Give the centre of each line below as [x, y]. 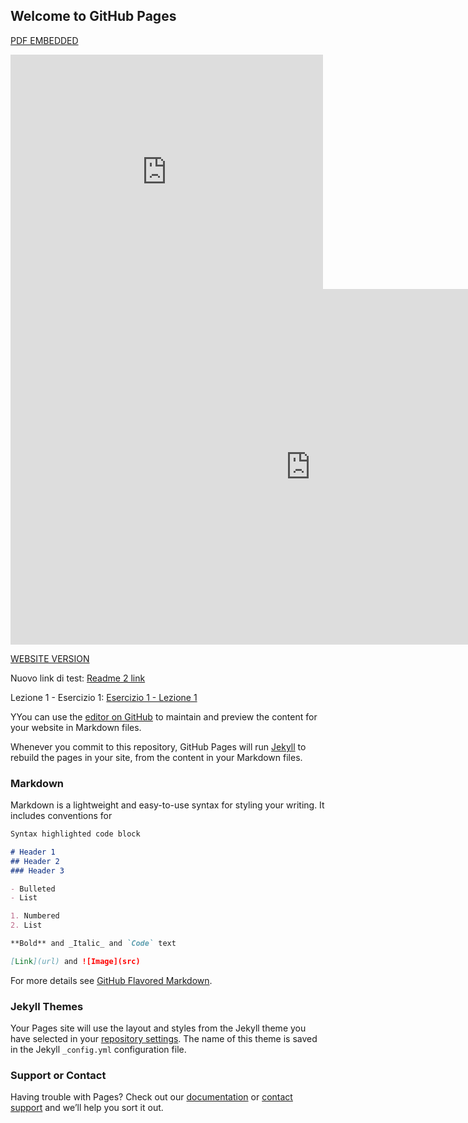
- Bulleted [33, 889]
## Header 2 [35, 861]
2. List [26, 925]
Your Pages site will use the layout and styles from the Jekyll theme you [158, 1028]
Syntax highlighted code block [75, 834]
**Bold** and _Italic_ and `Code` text [93, 944]
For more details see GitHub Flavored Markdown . [111, 980]
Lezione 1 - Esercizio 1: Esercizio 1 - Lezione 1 [104, 697]
